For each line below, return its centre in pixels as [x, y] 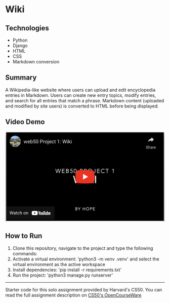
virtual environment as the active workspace [59, 264]
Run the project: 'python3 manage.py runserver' [63, 275]
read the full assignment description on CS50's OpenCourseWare [73, 295]
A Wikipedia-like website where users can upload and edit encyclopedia [80, 90]
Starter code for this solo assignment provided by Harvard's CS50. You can [84, 289]
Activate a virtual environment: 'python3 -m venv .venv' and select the [86, 259]
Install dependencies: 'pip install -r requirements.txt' [67, 270]
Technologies [27, 28]
